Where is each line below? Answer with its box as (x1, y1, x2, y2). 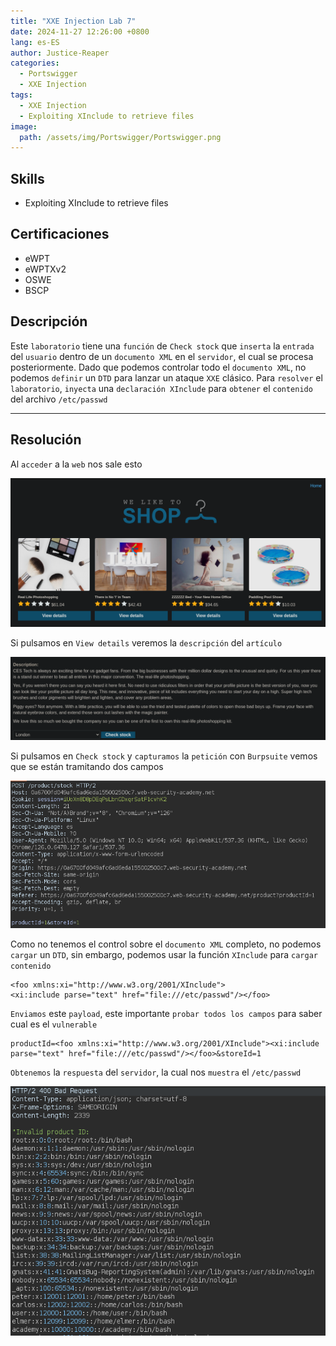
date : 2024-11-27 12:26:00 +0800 (10, 26, 150, 37)
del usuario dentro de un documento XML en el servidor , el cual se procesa (10, 350, 314, 362)
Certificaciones (10, 226, 110, 243)
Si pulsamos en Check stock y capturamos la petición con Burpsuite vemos (10, 750, 318, 762)
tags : (10, 90, 33, 100)
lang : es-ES (10, 37, 60, 47)
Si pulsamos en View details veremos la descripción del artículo (10, 637, 283, 649)
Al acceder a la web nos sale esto (10, 458, 143, 470)
